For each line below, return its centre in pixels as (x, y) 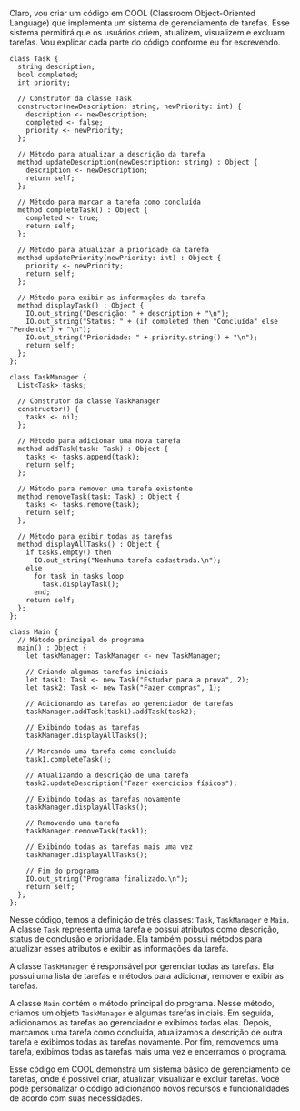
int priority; (44, 83)
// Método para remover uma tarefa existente (105, 489)
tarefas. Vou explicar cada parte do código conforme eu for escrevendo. (145, 42)
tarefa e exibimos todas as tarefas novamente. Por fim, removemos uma (144, 1042)
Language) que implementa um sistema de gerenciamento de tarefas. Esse (150, 23)
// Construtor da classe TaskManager (89, 401)
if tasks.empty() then (69, 552)
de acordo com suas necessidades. (76, 1098)
